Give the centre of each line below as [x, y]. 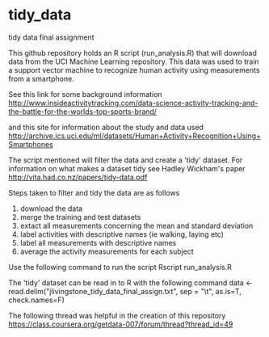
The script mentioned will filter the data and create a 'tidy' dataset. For [126, 160]
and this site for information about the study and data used [106, 127]
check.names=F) [36, 300]
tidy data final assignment [51, 37]
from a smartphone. [41, 78]
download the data [51, 209]
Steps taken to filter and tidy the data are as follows [94, 192]
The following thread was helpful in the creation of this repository [117, 315]
